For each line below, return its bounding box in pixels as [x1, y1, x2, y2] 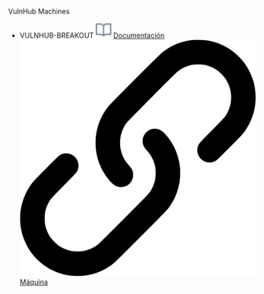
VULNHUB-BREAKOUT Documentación [19, 31, 165, 40]
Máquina [19, 277, 49, 286]
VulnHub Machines [8, 7, 70, 16]
